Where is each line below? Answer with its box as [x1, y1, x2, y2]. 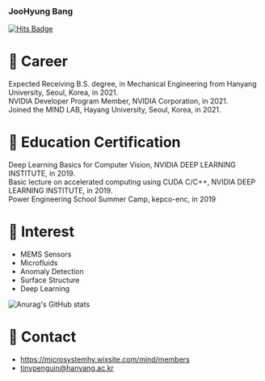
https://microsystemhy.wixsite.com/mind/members [19, 354, 190, 365]
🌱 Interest [8, 222, 75, 241]
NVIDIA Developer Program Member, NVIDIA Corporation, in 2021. [8, 96, 229, 106]
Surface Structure [19, 275, 80, 285]
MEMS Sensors [19, 249, 72, 260]
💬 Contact [8, 328, 77, 346]
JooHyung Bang [8, 6, 74, 17]
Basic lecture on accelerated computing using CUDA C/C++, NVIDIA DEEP [8, 177, 256, 187]
